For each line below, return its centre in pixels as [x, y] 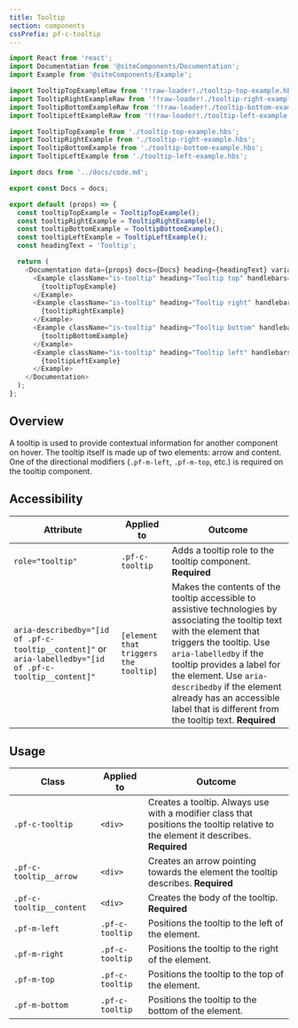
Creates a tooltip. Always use [208, 803]
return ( [33, 262]
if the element [253, 686]
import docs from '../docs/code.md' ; [79, 172]
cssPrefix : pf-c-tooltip [55, 34]
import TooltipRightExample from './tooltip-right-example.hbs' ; [132, 140]
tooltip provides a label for [226, 664]
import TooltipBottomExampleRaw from [79, 107]
